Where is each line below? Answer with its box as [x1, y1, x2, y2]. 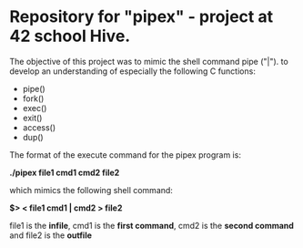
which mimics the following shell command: [9, 184, 173, 195]
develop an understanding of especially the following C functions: [9, 66, 257, 77]
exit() [22, 112, 43, 123]
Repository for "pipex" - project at [9, 6, 274, 27]
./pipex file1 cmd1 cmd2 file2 [9, 167, 120, 178]
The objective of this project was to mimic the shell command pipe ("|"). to [9, 56, 288, 67]
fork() [22, 93, 45, 104]
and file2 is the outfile [9, 230, 93, 241]
